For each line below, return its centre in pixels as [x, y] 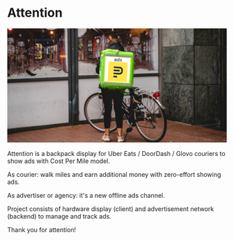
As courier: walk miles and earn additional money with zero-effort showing [114, 175]
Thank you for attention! [42, 230]
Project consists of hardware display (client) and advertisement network [111, 209]
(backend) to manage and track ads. [59, 217]
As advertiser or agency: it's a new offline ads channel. [86, 196]
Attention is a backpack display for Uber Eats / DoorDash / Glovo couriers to [116, 154]
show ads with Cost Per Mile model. [58, 161]
